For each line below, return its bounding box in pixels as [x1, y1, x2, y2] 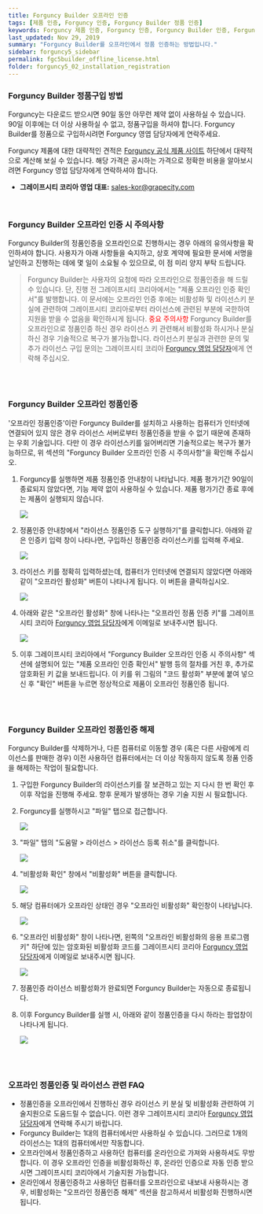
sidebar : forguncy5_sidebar [8, 48, 100, 56]
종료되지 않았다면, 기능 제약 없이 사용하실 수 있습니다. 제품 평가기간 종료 [19, 484, 239, 493]
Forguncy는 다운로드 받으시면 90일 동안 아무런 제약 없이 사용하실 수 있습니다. [8, 109, 246, 119]
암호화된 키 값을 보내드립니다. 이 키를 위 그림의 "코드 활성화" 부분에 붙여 [19, 669, 239, 678]
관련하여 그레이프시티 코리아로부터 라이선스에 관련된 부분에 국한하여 [42, 304, 250, 314]
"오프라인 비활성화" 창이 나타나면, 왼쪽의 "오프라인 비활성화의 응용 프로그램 [19, 932, 250, 941]
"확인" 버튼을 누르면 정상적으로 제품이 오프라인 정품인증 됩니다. [36, 678, 229, 688]
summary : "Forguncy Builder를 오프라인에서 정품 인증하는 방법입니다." [8, 41, 218, 49]
